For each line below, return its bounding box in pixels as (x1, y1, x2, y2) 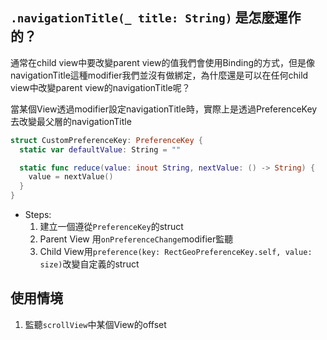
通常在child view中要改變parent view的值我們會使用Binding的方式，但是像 (10, 56, 316, 68)
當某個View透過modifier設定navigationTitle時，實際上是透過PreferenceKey (10, 103, 318, 115)
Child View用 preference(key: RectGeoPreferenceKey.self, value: (39, 246, 313, 258)
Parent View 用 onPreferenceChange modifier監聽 (39, 233, 234, 245)
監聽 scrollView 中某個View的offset (24, 318, 167, 330)
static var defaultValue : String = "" (19, 144, 182, 155)
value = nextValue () (28, 172, 114, 182)
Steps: (24, 209, 52, 221)
